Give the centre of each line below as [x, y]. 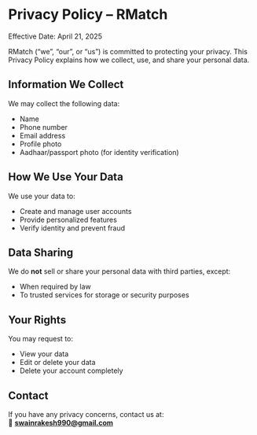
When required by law [55, 287]
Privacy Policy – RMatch [88, 15]
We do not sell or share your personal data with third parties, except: [119, 271]
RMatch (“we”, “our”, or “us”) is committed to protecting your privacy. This [128, 51]
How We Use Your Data [66, 177]
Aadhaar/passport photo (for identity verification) [99, 152]
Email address [42, 135]
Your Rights [37, 320]
